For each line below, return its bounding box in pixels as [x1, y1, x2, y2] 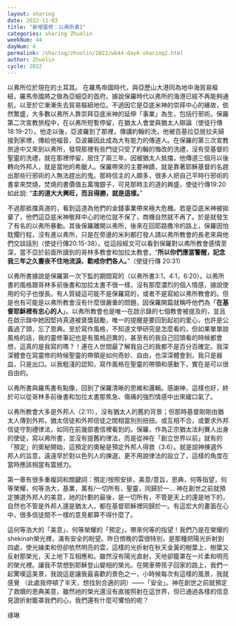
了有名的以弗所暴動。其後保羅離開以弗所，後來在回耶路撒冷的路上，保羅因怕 [7, 221, 229, 230]
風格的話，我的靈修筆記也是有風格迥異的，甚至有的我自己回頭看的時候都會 [7, 333, 223, 342]
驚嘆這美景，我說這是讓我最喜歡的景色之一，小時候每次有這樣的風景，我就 [13, 569, 229, 578]
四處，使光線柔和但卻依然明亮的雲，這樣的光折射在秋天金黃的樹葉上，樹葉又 [7, 543, 229, 551]
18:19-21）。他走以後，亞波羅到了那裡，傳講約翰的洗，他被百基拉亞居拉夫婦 [7, 127, 225, 135]
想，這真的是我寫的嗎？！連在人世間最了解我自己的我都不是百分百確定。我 [7, 342, 223, 350]
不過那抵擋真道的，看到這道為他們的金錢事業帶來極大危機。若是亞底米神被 [7, 204, 223, 212]
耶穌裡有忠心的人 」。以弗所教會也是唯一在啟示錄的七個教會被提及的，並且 [13, 307, 226, 315]
